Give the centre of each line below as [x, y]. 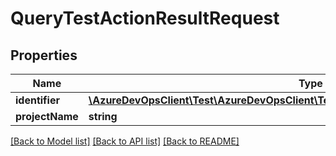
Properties [44, 55]
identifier [37, 100]
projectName [47, 116]
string [103, 116]
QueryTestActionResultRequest [145, 18]
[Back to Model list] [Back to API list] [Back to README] [125, 141]
